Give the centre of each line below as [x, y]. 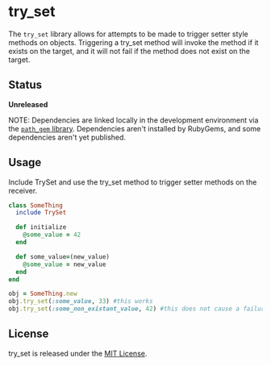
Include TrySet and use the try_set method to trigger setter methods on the [133, 182]
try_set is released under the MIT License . [78, 353]
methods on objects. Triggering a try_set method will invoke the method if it [133, 42]
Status [25, 85]
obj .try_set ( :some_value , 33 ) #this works [81, 302]
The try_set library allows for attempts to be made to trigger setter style [128, 34]
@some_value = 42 [52, 235]
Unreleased [28, 104]
